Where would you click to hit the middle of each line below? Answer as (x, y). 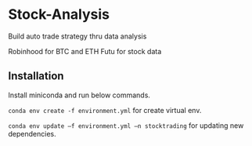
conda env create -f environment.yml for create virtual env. (105, 110)
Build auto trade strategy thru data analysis (77, 36)
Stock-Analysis (59, 15)
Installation (36, 76)
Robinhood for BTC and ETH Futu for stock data (85, 51)
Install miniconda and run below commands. (79, 95)
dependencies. (32, 133)
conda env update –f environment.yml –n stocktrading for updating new (126, 125)
